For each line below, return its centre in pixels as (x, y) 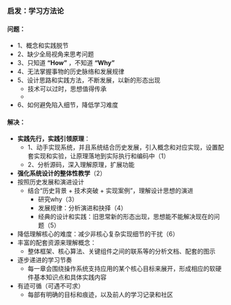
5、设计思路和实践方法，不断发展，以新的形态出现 (89, 80)
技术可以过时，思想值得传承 (67, 89)
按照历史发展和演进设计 (50, 182)
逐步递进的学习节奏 (45, 260)
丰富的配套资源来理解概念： (57, 243)
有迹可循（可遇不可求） (50, 286)
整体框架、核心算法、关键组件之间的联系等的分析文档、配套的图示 (121, 252)
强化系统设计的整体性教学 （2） (62, 173)
